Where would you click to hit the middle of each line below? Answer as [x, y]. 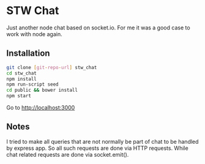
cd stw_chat [21, 73]
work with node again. [34, 34]
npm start [19, 96]
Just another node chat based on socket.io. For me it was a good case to [99, 28]
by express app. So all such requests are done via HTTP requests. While [97, 148]
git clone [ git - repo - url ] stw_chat [52, 67]
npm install [21, 79]
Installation [28, 54]
